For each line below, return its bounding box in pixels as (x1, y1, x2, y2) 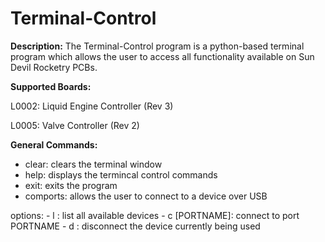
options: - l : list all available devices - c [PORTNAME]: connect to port (10, 209, 300, 221)
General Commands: (10, 138, 98, 151)
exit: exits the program (24, 179, 118, 191)
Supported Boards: (10, 80, 92, 92)
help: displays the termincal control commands (24, 168, 218, 181)
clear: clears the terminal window (24, 158, 163, 170)
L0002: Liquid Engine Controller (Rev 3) (10, 100, 174, 112)
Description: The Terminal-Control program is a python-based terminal (10, 40, 305, 52)
